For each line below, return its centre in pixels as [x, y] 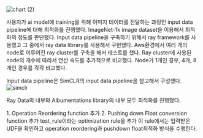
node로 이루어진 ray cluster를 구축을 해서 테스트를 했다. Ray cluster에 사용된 [99, 53]
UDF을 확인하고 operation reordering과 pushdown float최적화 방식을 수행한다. [102, 129]
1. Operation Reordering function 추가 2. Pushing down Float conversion [97, 113]
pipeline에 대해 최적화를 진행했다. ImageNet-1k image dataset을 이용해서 [95, 30]
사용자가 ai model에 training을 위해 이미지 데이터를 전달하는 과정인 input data [100, 22]
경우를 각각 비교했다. [42, 68]
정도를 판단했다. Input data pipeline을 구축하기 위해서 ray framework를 [104, 37]
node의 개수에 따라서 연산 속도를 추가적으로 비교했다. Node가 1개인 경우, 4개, [99, 60]
